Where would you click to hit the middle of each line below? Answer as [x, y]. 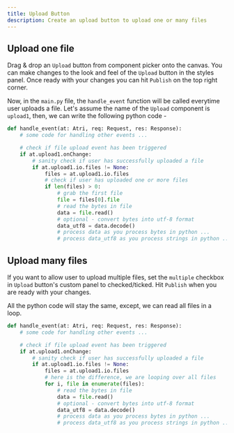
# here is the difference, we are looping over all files [130, 378]
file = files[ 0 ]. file [88, 200]
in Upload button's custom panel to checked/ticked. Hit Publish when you [112, 285]
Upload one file [41, 49]
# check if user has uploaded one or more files [116, 180]
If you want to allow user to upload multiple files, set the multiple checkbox [116, 277]
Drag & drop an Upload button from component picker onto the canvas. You [115, 65]
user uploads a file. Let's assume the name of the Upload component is [109, 108]
